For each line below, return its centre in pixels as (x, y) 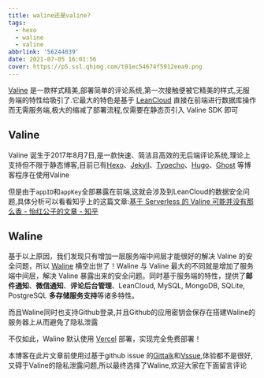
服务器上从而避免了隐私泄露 (53, 322)
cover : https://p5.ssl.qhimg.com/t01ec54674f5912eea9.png (105, 67)
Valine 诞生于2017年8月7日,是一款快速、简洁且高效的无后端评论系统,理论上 (129, 155)
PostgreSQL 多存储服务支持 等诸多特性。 (74, 295)
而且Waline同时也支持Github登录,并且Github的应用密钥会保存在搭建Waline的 (132, 313)
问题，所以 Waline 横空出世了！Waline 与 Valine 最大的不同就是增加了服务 (134, 266)
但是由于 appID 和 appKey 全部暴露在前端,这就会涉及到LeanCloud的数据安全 (125, 191)
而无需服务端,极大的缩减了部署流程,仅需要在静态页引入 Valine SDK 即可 (123, 109)
